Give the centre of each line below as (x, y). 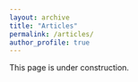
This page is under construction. (69, 68)
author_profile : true (50, 42)
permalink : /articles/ (52, 34)
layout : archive (39, 17)
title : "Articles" (43, 26)
